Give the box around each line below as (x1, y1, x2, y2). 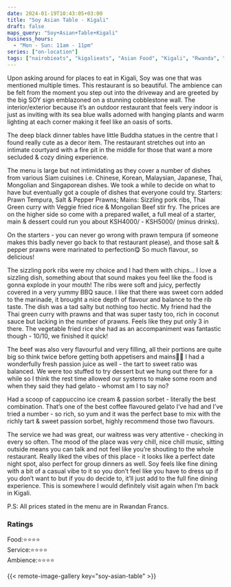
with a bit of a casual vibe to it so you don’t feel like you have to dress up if (7, 467, 219, 475)
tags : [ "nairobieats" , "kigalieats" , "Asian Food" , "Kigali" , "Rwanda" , (7, 55, 220, 62)
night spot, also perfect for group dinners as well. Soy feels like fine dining (7, 459, 218, 468)
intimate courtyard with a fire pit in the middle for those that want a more (7, 145, 213, 153)
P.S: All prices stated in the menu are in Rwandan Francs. (7, 502, 169, 510)
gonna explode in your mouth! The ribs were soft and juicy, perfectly (7, 280, 201, 289)
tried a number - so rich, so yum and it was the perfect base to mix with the (7, 409, 221, 418)
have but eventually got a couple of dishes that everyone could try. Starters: (7, 188, 222, 196)
